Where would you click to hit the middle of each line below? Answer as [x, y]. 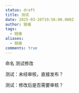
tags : [11, 29]
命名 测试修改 [19, 63]
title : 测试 [17, 15]
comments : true [21, 48]
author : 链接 [18, 24]
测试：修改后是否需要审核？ [34, 85]
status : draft [20, 10]
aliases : [15, 39]
